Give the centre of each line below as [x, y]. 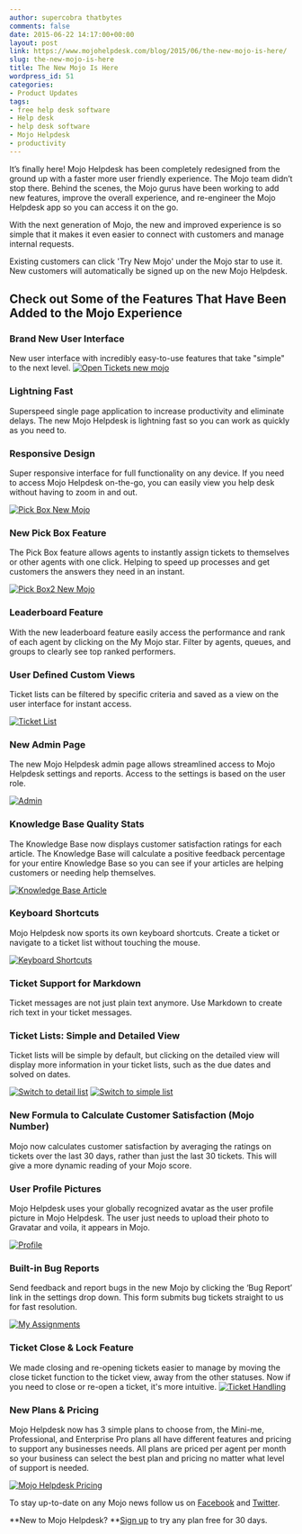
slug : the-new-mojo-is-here [62, 59]
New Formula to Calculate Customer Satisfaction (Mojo [132, 1115]
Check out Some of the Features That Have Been [148, 300]
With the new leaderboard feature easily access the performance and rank [147, 632]
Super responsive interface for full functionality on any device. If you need [147, 473]
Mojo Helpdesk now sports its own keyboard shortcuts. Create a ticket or [145, 932]
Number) [29, 1127]
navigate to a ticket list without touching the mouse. [105, 942]
